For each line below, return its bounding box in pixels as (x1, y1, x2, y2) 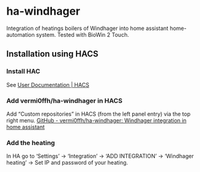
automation (6, 31, 35, 38)
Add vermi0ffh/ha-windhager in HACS (6, 96, 123, 105)
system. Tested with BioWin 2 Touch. (35, 31, 130, 38)
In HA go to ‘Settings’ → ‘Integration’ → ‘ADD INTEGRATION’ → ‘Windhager (6, 152, 194, 160)
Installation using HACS (6, 49, 99, 59)
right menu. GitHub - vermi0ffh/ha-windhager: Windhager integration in (6, 116, 187, 124)
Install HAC (6, 67, 41, 76)
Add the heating (6, 138, 55, 147)
